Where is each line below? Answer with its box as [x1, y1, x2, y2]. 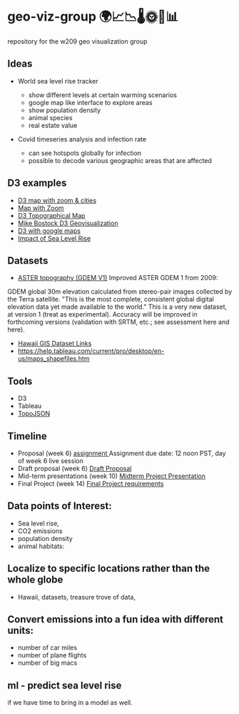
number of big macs [17, 658, 78, 668]
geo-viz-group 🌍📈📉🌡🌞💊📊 [7, 9, 179, 25]
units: [7, 625, 34, 637]
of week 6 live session [17, 457, 83, 465]
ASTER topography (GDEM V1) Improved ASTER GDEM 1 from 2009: [17, 274, 218, 282]
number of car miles [17, 643, 77, 652]
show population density [28, 106, 101, 114]
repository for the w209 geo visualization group [7, 36, 148, 46]
